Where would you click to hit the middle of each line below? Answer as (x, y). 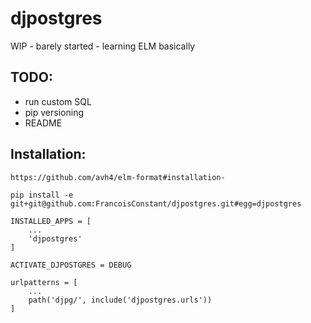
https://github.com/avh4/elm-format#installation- (118, 177)
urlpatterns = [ (44, 282)
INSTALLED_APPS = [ (51, 221)
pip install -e (42, 195)
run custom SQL (58, 101)
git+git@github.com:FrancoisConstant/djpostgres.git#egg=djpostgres (156, 203)
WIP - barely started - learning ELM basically (103, 46)
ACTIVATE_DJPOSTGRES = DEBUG (71, 265)
